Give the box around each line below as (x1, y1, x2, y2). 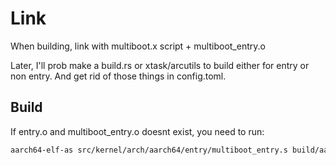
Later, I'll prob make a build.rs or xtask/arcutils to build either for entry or (10, 59, 310, 71)
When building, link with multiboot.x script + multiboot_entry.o (10, 40, 266, 52)
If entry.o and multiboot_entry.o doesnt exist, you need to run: (10, 125, 265, 137)
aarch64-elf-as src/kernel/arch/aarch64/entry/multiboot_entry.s (10, 145, 288, 155)
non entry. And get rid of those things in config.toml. (10, 70, 227, 82)
